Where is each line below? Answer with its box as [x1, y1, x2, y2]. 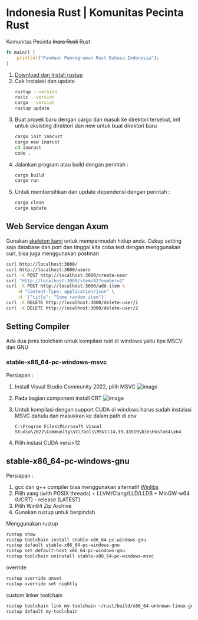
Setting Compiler [6, 322, 70, 332]
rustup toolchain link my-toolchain [6, 603, 96, 609]
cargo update [14, 205, 47, 211]
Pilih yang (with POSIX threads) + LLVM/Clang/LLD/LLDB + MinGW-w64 [14, 490, 190, 497]
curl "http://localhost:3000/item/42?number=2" [6, 278, 126, 283]
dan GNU [6, 343, 29, 351]
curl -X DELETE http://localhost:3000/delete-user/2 [6, 305, 138, 311]
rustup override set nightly [6, 580, 78, 587]
